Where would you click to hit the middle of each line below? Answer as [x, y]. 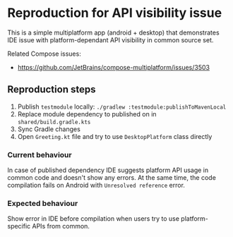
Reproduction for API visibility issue [115, 13]
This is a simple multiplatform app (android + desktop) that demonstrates [114, 32]
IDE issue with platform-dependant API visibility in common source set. [110, 39]
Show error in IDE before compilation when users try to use [94, 219]
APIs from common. [61, 226]
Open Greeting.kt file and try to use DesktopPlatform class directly [115, 136]
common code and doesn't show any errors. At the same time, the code [112, 178]
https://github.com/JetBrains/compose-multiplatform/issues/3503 [114, 67]
